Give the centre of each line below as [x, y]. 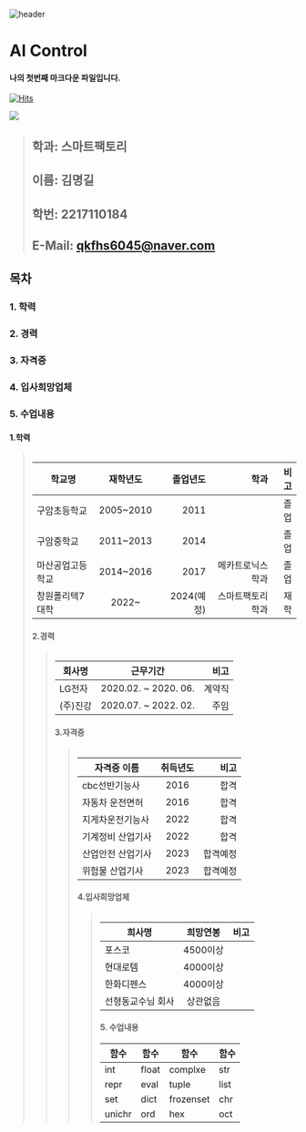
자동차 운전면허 [112, 802]
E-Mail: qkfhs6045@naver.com [123, 245]
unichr [118, 1114]
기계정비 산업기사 [117, 836]
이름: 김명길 [63, 181]
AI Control [49, 51]
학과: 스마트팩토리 [79, 146]
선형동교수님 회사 [139, 1001]
